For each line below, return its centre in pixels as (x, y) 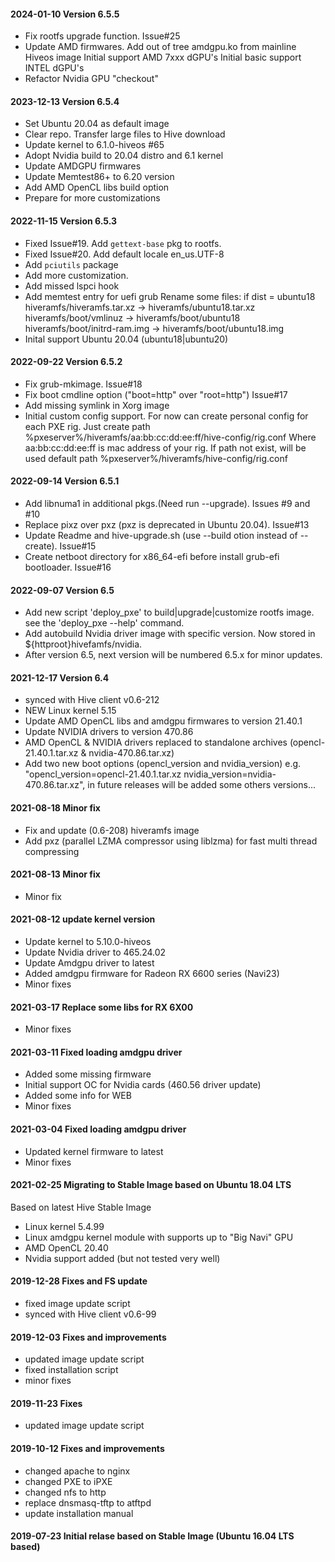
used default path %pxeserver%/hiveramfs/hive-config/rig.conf (156, 458)
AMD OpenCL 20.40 (66, 1247)
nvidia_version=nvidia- (230, 774)
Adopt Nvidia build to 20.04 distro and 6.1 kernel (124, 156)
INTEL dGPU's (54, 68)
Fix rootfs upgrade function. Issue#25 (102, 36)
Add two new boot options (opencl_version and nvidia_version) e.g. (163, 764)
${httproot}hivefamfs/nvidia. (83, 644)
